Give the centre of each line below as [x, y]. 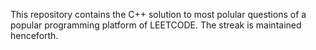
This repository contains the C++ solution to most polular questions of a [158, 14]
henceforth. [34, 35]
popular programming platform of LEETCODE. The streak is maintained [156, 25]
